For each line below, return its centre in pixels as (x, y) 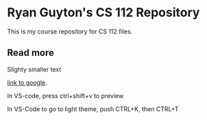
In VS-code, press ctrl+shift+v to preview (65, 95)
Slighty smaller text (34, 69)
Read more (31, 53)
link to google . (27, 82)
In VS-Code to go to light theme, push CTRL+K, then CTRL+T (93, 109)
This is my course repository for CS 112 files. (70, 31)
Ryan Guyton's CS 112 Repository (103, 13)
